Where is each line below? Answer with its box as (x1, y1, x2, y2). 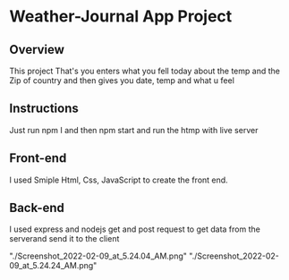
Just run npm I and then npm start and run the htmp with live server (9, 124, 259, 135)
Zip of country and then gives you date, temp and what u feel (9, 75, 235, 86)
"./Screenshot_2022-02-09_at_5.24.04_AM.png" (9, 250, 188, 261)
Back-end (9, 200, 65, 216)
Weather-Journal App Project (9, 6, 233, 27)
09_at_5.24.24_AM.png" (9, 260, 98, 271)
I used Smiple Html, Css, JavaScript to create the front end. (9, 174, 228, 185)
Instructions (9, 101, 79, 116)
